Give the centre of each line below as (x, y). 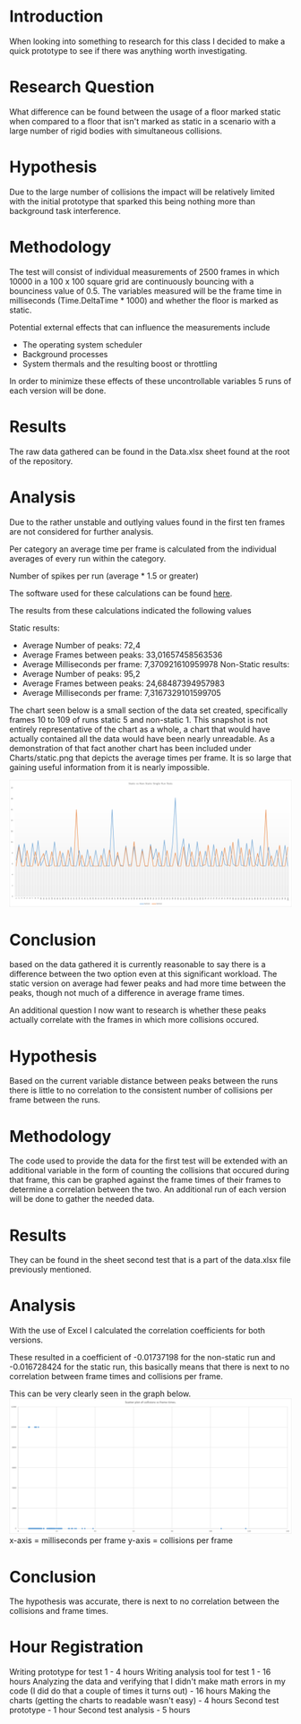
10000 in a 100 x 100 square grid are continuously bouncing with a (132, 281)
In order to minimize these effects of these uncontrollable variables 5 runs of (150, 381)
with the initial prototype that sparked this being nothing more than (132, 201)
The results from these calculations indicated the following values (131, 610)
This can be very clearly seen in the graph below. (100, 1394)
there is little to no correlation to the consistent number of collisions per (141, 1091)
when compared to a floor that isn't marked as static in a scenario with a (142, 121)
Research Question (82, 87)
